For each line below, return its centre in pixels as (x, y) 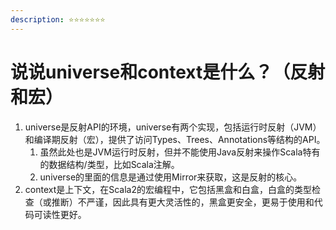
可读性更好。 (60, 214)
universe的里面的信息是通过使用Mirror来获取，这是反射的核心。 (171, 177)
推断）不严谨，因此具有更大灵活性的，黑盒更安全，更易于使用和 (183, 202)
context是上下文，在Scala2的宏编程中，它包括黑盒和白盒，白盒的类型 (168, 189)
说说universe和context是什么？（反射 (168, 72)
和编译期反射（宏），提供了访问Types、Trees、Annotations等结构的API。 (175, 139)
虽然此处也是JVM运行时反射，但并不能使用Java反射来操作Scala (171, 152)
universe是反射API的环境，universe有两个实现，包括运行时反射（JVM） (173, 127)
